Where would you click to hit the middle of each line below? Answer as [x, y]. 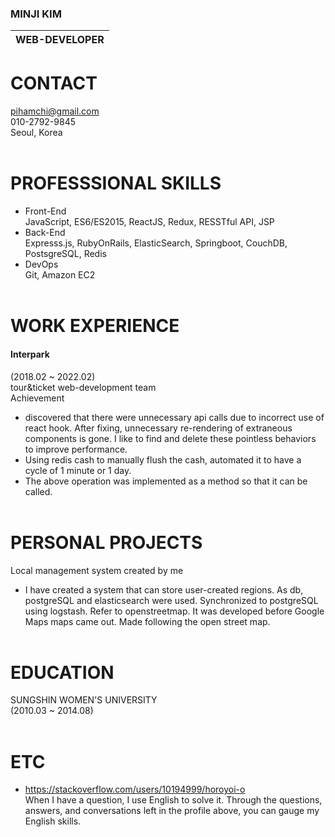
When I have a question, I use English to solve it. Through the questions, [173, 800]
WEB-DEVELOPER [60, 40]
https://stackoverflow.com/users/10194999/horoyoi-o [135, 789]
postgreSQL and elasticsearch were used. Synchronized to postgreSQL [171, 600]
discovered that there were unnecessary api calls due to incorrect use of [174, 417]
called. [38, 491]
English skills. [53, 821]
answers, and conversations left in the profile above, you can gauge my [172, 811]
